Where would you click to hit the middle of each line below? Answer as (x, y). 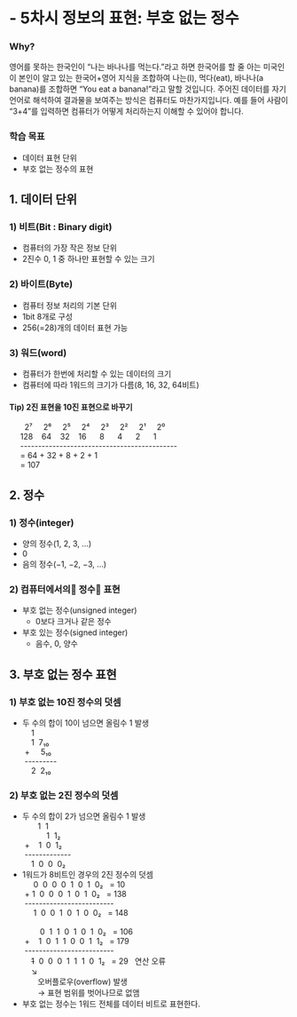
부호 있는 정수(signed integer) (75, 632)
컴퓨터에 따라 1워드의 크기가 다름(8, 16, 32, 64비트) (110, 385)
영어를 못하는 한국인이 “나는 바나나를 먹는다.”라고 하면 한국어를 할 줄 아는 (135, 67)
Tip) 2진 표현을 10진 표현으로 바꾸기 (71, 407)
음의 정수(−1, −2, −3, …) (64, 564)
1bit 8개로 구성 (47, 316)
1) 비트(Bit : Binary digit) (61, 227)
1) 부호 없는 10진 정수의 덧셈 (65, 702)
